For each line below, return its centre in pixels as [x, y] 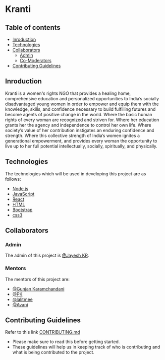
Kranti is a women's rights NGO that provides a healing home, [68, 93]
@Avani [20, 304]
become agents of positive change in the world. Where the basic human [79, 114]
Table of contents [33, 28]
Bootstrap [22, 210]
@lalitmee [23, 299]
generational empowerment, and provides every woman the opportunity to [81, 141]
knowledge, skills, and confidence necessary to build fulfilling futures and [81, 109]
